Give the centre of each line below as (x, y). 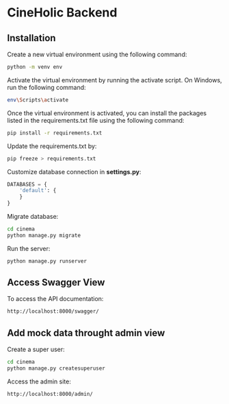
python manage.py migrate (44, 235)
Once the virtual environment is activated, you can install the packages (107, 113)
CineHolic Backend (62, 13)
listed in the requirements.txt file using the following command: (96, 120)
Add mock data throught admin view (86, 333)
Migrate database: (33, 216)
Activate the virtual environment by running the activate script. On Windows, (114, 80)
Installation (31, 38)
